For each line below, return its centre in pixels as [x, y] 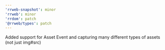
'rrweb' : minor [21, 14]
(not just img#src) [23, 43]
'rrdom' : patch [21, 19]
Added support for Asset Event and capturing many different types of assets [83, 37]
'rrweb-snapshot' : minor [31, 10]
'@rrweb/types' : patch [28, 23]
